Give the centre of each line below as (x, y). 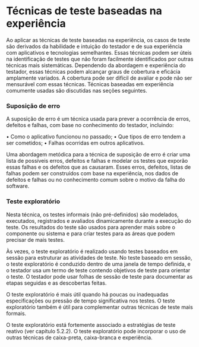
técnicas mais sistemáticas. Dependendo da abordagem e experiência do (96, 65)
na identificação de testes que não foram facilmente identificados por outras (100, 59)
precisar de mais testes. (36, 239)
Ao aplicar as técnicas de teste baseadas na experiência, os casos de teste (98, 40)
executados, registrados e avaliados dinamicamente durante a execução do (99, 220)
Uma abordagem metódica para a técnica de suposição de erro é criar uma (98, 154)
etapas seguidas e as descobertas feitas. (56, 283)
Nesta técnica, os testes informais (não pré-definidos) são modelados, (93, 214)
